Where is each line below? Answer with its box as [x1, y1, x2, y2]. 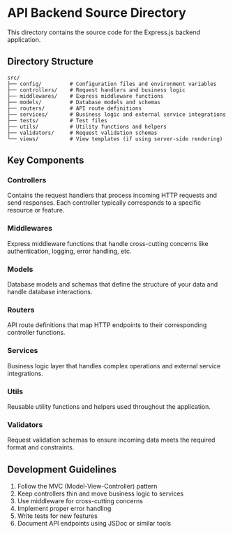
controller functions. [7, 329, 66, 337]
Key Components [7, 154, 84, 166]
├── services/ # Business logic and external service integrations [7, 110, 227, 118]
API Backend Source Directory [7, 5, 186, 21]
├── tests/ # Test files [7, 117, 108, 124]
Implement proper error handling [17, 505, 112, 513]
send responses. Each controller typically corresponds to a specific [7, 199, 201, 207]
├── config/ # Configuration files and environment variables [7, 80, 217, 87]
